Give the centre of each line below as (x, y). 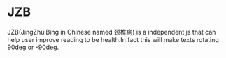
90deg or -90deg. (33, 47)
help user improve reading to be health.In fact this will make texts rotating (113, 39)
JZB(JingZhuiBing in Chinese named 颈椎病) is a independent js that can (112, 32)
